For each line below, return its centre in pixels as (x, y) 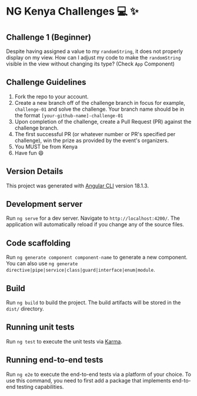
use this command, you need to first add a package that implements (89, 380)
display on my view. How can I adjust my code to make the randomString (94, 57)
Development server (44, 204)
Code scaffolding (38, 243)
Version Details (35, 171)
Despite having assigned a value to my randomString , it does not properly (95, 51)
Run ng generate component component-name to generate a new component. (97, 258)
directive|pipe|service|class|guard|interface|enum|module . (81, 270)
